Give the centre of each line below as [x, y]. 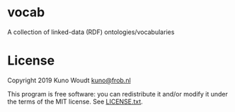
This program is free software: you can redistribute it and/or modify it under [117, 94]
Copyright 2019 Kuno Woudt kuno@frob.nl [69, 80]
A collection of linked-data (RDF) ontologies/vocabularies [91, 32]
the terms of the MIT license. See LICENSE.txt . [75, 101]
